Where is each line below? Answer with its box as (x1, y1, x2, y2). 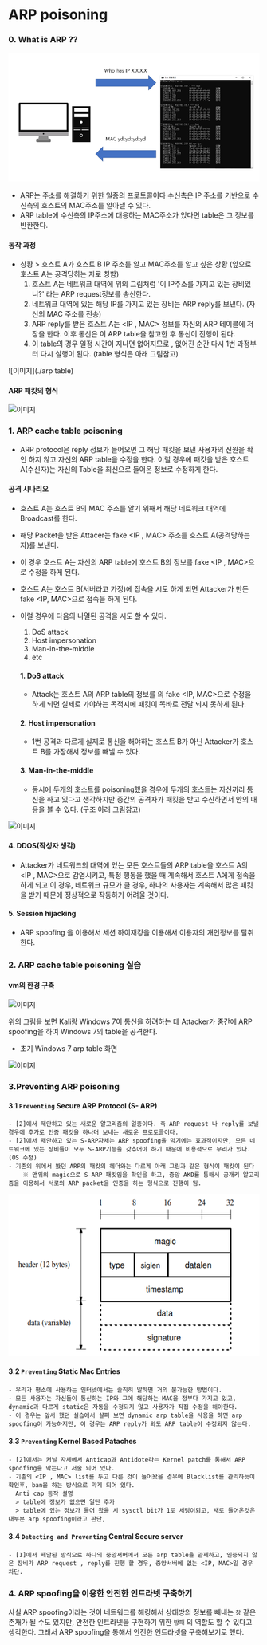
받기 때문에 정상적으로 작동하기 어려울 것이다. (28, 890, 169, 899)
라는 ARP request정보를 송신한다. (45, 289, 151, 299)
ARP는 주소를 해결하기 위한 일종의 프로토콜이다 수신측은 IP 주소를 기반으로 (19, 191, 251, 200)
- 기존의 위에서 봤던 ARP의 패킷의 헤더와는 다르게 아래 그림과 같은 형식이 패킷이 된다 (8, 1163, 255, 1171)
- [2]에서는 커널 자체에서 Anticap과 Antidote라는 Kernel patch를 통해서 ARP (8, 1455, 245, 1464)
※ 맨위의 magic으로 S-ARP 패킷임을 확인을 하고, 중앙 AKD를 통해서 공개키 (22, 1171, 240, 1179)
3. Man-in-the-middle (19, 765, 94, 775)
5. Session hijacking (8, 909, 77, 919)
